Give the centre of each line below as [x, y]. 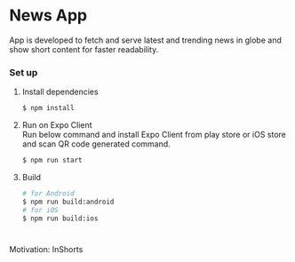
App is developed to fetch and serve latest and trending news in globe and [145, 40]
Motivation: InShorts [46, 249]
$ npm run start [52, 161]
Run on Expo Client [57, 125]
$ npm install [48, 108]
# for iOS [40, 210]
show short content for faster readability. [84, 49]
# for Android [48, 193]
